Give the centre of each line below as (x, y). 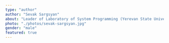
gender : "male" (21, 28)
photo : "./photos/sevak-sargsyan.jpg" (46, 23)
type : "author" (21, 10)
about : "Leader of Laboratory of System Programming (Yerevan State (78, 19)
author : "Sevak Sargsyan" (32, 14)
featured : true (21, 33)
